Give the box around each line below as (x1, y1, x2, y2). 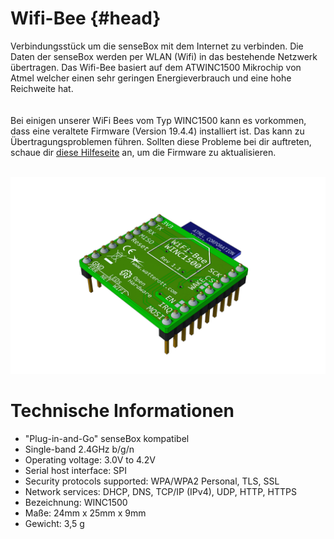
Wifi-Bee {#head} (10, 7, 162, 30)
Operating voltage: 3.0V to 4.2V (24, 453, 156, 466)
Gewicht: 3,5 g (24, 517, 85, 529)
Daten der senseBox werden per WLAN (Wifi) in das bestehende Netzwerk (10, 50, 318, 62)
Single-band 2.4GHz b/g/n (24, 443, 135, 455)
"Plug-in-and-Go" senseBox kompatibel (24, 432, 190, 444)
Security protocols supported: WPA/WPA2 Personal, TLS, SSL (24, 475, 280, 487)
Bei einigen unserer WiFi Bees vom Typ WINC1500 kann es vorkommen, (10, 114, 307, 126)
